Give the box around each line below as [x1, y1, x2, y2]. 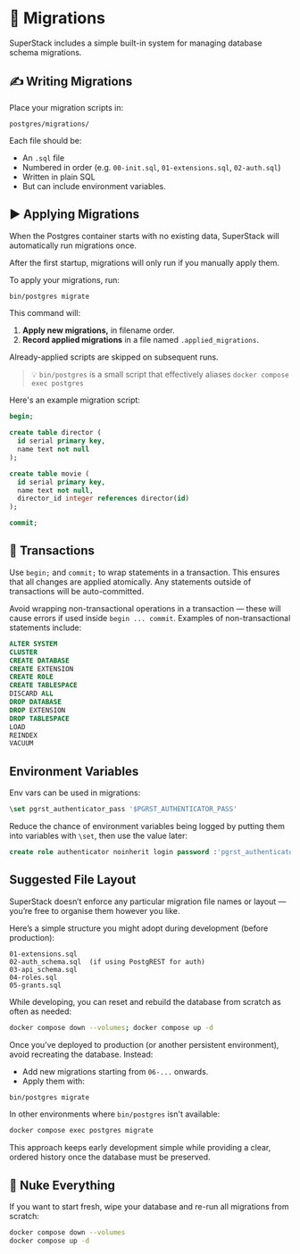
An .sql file [21, 152, 65, 163]
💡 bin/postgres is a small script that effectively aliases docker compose [30, 370, 289, 380]
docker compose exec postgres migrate [9, 1126, 154, 1135]
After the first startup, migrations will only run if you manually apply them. [9, 257, 279, 268]
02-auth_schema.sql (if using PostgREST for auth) [9, 957, 205, 967]
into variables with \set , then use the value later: [9, 830, 188, 841]
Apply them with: [21, 1075, 85, 1086]
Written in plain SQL [21, 171, 96, 182]
